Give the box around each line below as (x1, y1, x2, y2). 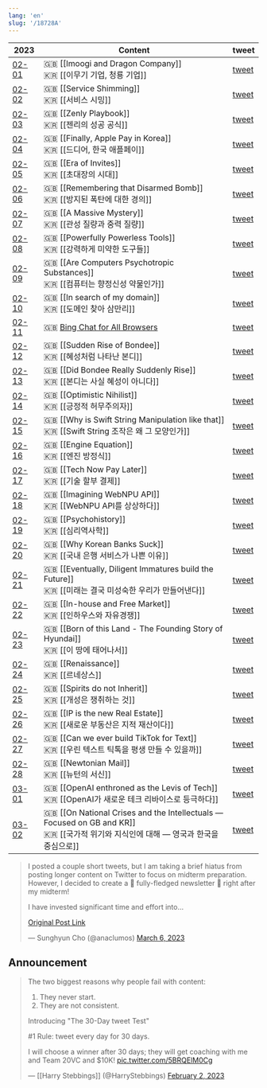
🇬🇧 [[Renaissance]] (43, 657, 121, 669)
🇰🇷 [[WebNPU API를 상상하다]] (43, 500, 161, 511)
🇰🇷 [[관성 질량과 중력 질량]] (43, 218, 145, 229)
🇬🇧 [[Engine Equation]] (43, 439, 133, 450)
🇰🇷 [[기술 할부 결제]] (43, 475, 121, 486)
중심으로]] (43, 840, 79, 852)
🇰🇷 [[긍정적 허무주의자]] (43, 400, 133, 411)
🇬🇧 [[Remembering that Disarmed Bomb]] (43, 182, 203, 193)
